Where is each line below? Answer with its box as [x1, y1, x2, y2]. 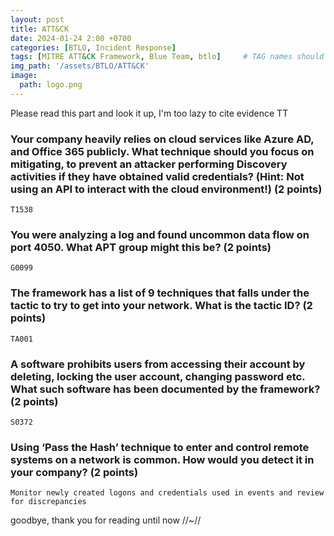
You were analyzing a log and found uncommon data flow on [10, 227, 310, 241]
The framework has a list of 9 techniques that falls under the [10, 286, 310, 300]
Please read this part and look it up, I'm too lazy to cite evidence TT [10, 107, 289, 119]
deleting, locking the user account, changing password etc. [10, 369, 306, 383]
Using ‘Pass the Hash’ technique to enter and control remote [10, 440, 310, 454]
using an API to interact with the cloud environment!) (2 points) [10, 182, 323, 196]
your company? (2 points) [10, 465, 139, 479]
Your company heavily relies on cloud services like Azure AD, [10, 132, 315, 146]
